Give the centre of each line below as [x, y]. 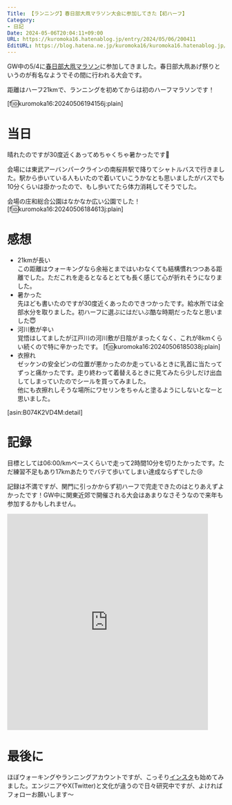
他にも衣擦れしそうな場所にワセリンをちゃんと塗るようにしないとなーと [120, 390]
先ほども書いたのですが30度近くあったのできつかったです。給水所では [117, 303]
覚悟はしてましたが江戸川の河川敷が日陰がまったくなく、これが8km [114, 338]
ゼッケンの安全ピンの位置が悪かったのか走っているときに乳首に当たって [119, 363]
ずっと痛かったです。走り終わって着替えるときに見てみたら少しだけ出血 [119, 372]
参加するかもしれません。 [43, 503]
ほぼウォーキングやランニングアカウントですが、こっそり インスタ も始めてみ [116, 777]
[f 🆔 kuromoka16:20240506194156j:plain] [65, 103]
